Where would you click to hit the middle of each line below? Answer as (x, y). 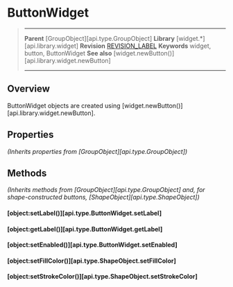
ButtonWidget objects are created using (64, 105)
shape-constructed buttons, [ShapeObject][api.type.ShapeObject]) (103, 197)
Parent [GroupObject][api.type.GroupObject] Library (100, 38)
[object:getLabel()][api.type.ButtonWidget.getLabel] (85, 229)
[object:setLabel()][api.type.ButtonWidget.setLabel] (84, 213)
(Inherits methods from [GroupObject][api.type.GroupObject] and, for (106, 190)
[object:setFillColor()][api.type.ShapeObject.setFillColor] (92, 261)
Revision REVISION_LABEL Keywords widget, (145, 46)
